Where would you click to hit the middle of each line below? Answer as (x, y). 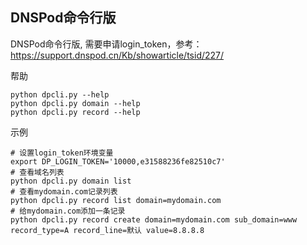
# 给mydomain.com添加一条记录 (68, 211)
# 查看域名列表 (37, 172)
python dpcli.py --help (60, 94)
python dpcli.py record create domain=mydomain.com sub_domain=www (154, 219)
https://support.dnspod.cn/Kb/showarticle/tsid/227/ (117, 55)
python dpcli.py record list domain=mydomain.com (116, 200)
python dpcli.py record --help (75, 112)
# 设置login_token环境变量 (62, 153)
